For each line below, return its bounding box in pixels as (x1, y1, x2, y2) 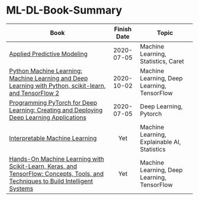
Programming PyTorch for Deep (9, 98, 98, 107)
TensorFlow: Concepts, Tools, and (9, 169, 104, 178)
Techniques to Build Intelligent (9, 177, 94, 185)
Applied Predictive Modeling (9, 50, 88, 58)
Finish (114, 25, 132, 33)
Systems (9, 184, 34, 192)
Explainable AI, (140, 137, 181, 146)
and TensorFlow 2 (9, 89, 60, 97)
